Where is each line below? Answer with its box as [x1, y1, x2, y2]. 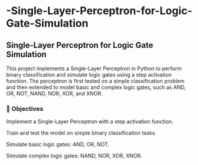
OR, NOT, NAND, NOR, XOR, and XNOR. [6, 90, 103, 97]
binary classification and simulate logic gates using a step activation [6, 71, 173, 78]
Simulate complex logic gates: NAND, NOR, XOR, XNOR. [6, 152, 142, 160]
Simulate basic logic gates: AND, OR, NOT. [6, 141, 109, 148]
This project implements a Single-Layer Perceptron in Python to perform [6, 65, 182, 72]
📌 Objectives [6, 104, 44, 113]
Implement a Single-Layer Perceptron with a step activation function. [6, 118, 174, 125]
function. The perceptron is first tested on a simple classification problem [6, 78, 185, 84]
